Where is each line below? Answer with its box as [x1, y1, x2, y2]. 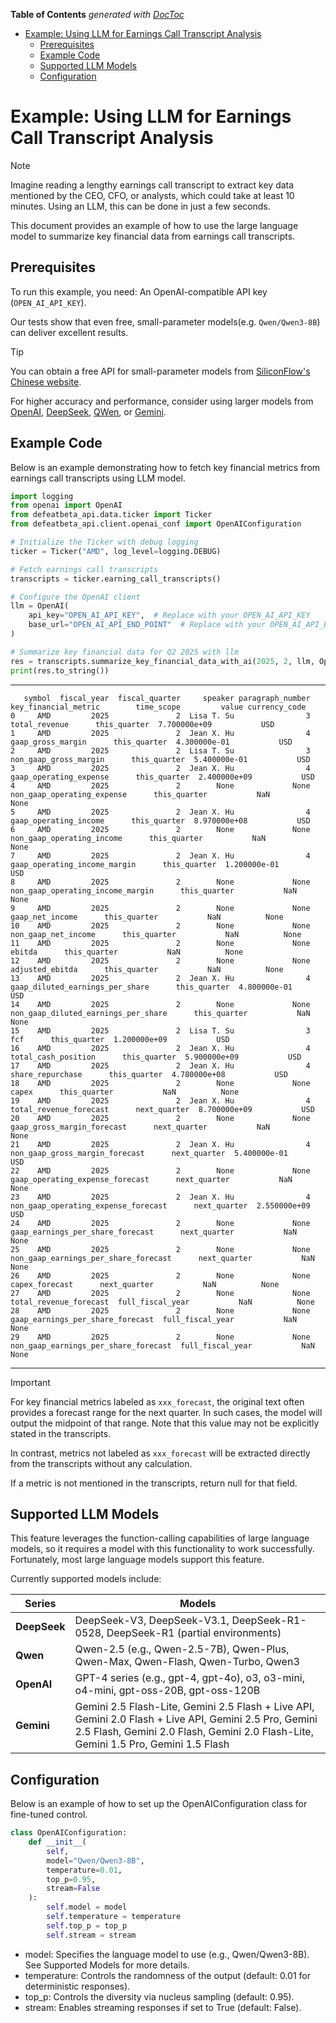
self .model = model [46, 1902, 128, 1913]
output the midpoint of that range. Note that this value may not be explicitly [10, 1417, 320, 1429]
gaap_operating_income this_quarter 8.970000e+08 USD [10, 815, 311, 826]
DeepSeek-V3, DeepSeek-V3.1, [74, 1614, 230, 1628]
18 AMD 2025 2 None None [10, 1078, 311, 1088]
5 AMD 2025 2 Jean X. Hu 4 [10, 807, 311, 817]
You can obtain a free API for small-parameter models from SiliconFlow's [10, 365, 311, 377]
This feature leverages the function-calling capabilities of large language [10, 1532, 310, 1544]
